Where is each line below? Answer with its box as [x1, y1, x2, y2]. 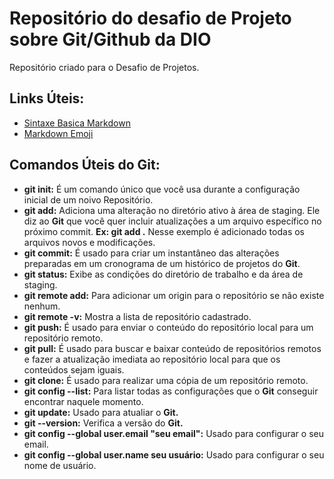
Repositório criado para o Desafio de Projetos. [9, 61, 200, 73]
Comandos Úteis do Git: [9, 157, 161, 174]
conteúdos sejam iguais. [23, 363, 125, 376]
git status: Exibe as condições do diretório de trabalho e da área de [23, 268, 304, 280]
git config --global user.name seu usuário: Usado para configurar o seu [23, 448, 325, 461]
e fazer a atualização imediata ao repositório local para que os [23, 353, 281, 365]
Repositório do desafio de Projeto [9, 7, 292, 30]
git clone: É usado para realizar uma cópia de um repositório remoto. [23, 374, 309, 386]
